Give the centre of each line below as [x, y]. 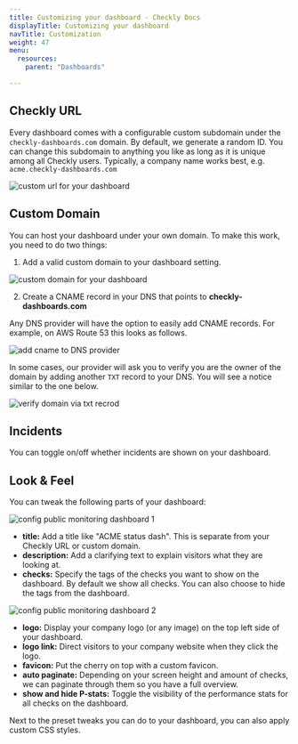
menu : [19, 51]
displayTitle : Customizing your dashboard [89, 26]
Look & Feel [42, 480]
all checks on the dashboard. [75, 703]
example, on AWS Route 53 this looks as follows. [98, 332]
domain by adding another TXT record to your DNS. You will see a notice [141, 376]
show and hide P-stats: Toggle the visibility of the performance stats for [155, 694]
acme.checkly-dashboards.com [63, 169]
